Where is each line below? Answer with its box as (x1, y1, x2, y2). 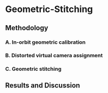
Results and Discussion (5, 81, 80, 89)
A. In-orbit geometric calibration (5, 39, 86, 46)
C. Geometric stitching (5, 65, 62, 72)
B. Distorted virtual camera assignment (5, 52, 103, 59)
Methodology (5, 24, 49, 32)
